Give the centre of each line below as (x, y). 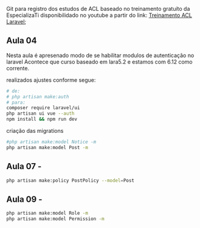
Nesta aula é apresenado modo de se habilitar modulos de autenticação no (100, 55)
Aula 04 (22, 41)
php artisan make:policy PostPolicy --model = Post (71, 180)
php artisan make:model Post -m (47, 147)
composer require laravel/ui (43, 108)
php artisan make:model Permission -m (55, 219)
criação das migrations (35, 131)
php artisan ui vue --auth (40, 114)
